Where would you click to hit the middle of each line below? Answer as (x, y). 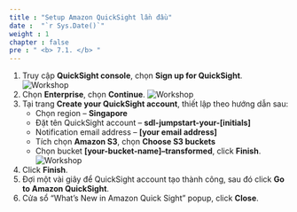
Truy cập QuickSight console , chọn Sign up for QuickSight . (132, 75)
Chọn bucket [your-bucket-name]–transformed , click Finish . (148, 151)
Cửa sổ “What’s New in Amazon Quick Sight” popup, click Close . (140, 198)
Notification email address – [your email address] (126, 132)
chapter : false (39, 42)
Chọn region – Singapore (82, 114)
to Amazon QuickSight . (65, 189)
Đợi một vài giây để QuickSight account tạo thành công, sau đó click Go (153, 179)
